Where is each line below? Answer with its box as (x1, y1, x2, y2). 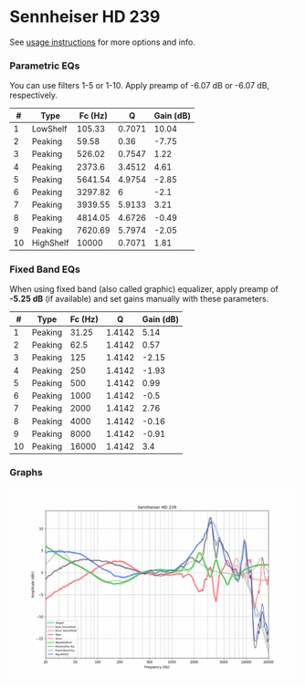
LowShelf (31, 123, 68, 134)
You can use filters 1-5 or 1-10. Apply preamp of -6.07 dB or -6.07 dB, (9, 80, 270, 91)
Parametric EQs (9, 59, 80, 72)
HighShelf (31, 237, 69, 248)
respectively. (9, 89, 58, 101)
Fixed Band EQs (9, 263, 80, 276)
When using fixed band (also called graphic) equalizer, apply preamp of (9, 284, 279, 295)
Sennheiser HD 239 (9, 6, 161, 27)
